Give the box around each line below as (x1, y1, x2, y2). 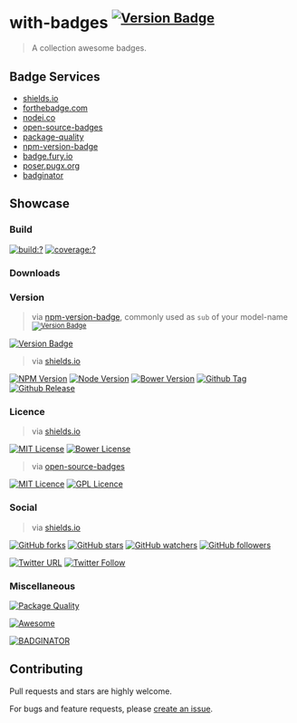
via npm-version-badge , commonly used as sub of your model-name (31, 311, 288, 322)
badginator (22, 170, 64, 181)
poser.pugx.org (22, 160, 80, 171)
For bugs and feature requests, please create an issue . (9, 703, 214, 714)
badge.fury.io (22, 150, 73, 162)
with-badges (9, 13, 109, 34)
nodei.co (22, 112, 56, 123)
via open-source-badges (31, 461, 125, 472)
